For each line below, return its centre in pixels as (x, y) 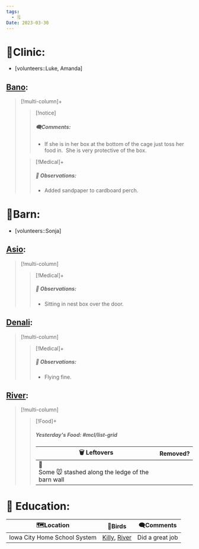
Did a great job (158, 538)
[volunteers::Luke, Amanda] (49, 68)
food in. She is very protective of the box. (95, 150)
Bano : (17, 87)
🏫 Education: (38, 506)
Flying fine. (58, 377)
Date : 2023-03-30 (28, 23)
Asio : (16, 250)
